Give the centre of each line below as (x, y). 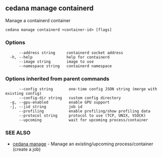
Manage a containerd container (38, 20)
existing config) (24, 94)
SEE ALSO (18, 133)
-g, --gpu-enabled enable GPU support (60, 102)
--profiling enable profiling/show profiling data (85, 111)
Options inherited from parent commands (57, 79)
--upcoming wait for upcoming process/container (83, 120)
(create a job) (27, 149)
